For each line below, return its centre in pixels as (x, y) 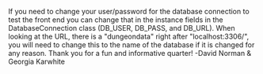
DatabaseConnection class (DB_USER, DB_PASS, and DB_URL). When (122, 28)
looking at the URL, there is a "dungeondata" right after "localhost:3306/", (129, 36)
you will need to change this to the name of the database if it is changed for (131, 45)
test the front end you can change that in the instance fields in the (116, 20)
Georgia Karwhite (37, 61)
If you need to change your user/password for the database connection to (129, 11)
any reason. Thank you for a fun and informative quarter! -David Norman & (130, 53)
